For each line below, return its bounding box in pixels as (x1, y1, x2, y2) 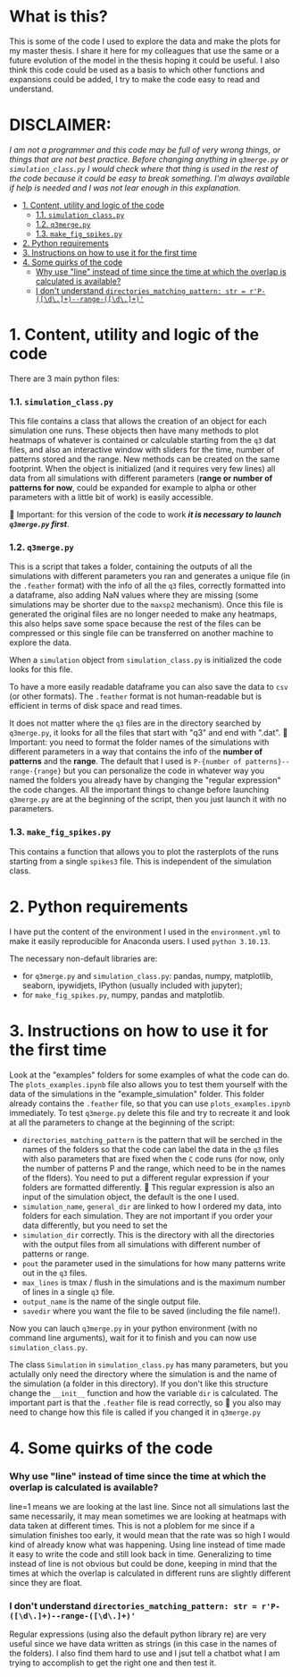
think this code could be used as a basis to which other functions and (9, 64, 265, 75)
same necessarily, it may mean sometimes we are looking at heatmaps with (9, 1511, 287, 1522)
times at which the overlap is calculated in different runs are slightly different (9, 1568, 292, 1579)
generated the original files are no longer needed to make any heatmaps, (9, 609, 278, 619)
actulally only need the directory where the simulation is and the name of (9, 1368, 278, 1379)
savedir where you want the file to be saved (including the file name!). (21, 1305, 280, 1316)
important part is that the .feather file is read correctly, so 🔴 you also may (9, 1397, 281, 1408)
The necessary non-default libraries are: (9, 953, 158, 964)
